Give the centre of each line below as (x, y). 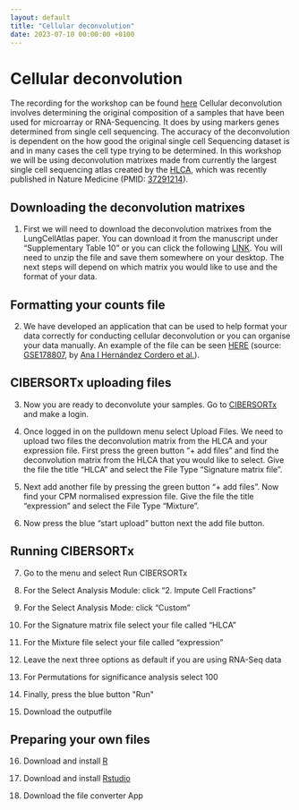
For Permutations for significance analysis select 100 (120, 677)
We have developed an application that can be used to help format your (155, 326)
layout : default (40, 17)
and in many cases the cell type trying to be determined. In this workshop (146, 151)
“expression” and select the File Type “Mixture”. (111, 506)
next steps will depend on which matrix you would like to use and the (150, 267)
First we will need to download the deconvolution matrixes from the (147, 229)
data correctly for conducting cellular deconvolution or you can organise (157, 336)
